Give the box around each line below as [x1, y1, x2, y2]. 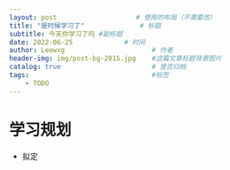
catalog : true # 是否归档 [9, 63, 187, 72]
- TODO [25, 79, 50, 88]
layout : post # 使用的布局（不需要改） [9, 12, 217, 22]
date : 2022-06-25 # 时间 [9, 37, 146, 47]
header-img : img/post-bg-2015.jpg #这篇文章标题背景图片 [9, 54, 222, 63]
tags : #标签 [9, 71, 170, 80]
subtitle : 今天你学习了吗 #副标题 [9, 29, 123, 38]
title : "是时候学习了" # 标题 [9, 21, 162, 30]
